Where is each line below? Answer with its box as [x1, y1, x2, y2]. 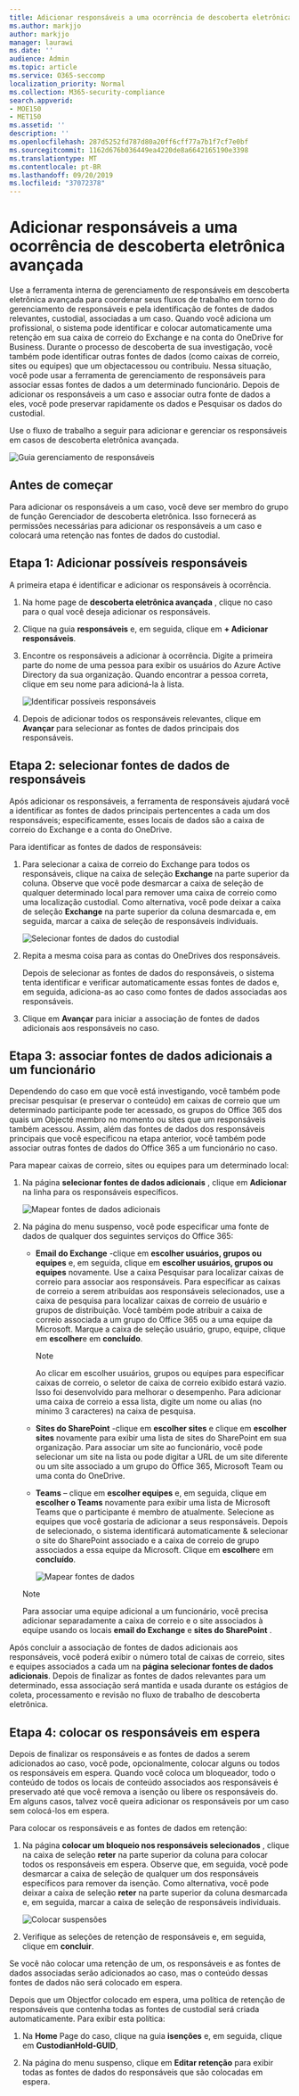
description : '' [9, 129, 69, 138]
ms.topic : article [9, 63, 77, 72]
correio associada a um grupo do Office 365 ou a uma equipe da [35, 1315, 273, 1325]
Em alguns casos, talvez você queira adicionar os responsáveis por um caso [9, 1796, 289, 1807]
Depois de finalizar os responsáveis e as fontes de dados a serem [9, 1749, 251, 1760]
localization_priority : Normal [9, 79, 125, 88]
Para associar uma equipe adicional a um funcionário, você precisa [21, 1606, 269, 1617]
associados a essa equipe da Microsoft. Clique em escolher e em [35, 1545, 274, 1555]
